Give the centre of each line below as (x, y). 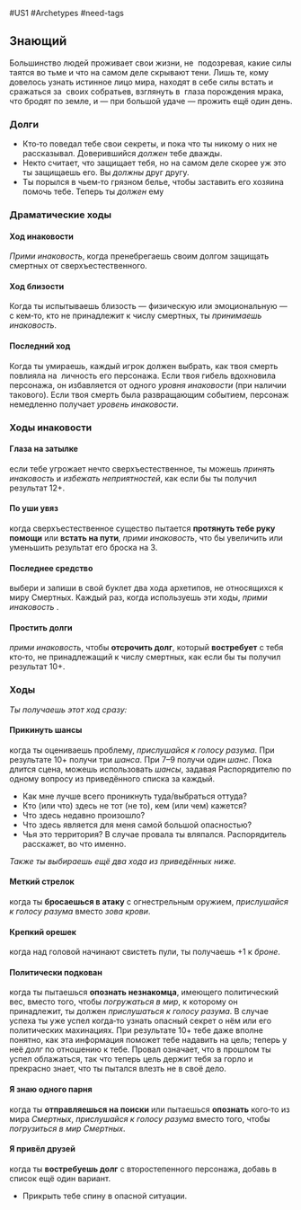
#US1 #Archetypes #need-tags (66, 13)
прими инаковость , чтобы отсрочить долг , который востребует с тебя (146, 648)
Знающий (38, 41)
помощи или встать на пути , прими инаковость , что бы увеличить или (146, 537)
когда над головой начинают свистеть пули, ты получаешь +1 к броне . (145, 952)
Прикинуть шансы (46, 730)
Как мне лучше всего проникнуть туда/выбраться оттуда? (134, 796)
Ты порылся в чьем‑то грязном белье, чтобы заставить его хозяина (153, 182)
